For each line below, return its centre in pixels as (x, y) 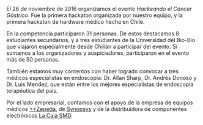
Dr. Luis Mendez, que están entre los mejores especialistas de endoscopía (100, 84)
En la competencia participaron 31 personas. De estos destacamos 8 (93, 34)
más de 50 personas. (33, 59)
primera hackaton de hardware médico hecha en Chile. (76, 22)
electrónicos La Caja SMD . (40, 116)
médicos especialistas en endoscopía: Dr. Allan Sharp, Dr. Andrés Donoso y (102, 78)
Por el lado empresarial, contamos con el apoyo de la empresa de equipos (100, 102)
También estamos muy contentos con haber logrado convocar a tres (93, 71)
